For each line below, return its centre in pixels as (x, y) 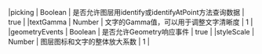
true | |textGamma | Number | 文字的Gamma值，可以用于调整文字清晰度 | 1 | (131, 22)
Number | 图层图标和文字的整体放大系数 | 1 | (79, 41)
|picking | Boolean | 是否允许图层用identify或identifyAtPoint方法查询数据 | (126, 12)
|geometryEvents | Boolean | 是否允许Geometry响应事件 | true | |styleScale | (131, 32)
